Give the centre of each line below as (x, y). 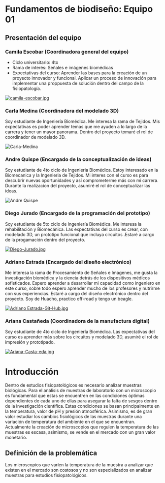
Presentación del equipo (43, 38)
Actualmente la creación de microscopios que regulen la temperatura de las (82, 427)
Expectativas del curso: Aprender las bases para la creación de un (80, 73)
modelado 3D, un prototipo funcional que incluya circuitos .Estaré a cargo (80, 234)
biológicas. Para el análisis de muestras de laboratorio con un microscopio (81, 391)
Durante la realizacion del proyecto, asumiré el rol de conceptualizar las (78, 186)
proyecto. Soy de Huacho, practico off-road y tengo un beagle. (69, 299)
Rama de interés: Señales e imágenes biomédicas (63, 67)
